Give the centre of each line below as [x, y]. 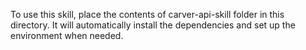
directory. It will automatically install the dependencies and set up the [153, 25]
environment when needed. [67, 35]
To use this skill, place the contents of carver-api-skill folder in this [147, 14]
